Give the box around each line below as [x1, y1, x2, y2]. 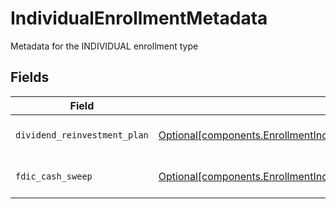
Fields [10, 69, 50, 86]
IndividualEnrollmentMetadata [10, 7, 268, 30]
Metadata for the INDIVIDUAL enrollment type [10, 40, 199, 52]
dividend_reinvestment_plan [15, 129, 149, 141]
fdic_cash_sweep [15, 170, 93, 182]
